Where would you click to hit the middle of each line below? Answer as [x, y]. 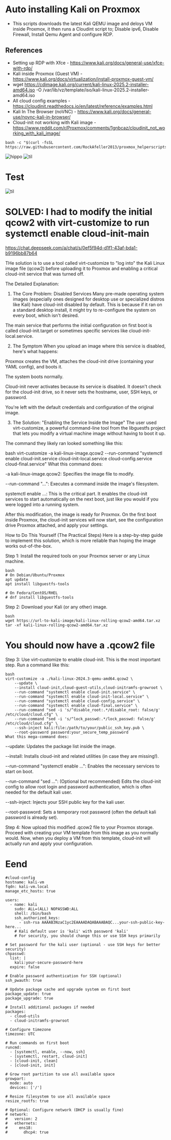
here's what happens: [35, 351]
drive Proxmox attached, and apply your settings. [57, 525]
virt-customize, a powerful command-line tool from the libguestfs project [89, 428]
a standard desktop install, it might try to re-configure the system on [84, 310]
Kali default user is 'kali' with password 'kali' [74, 931]
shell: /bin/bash [33, 913]
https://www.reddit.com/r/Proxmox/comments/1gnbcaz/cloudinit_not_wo [89, 128]
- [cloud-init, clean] [34, 1061]
